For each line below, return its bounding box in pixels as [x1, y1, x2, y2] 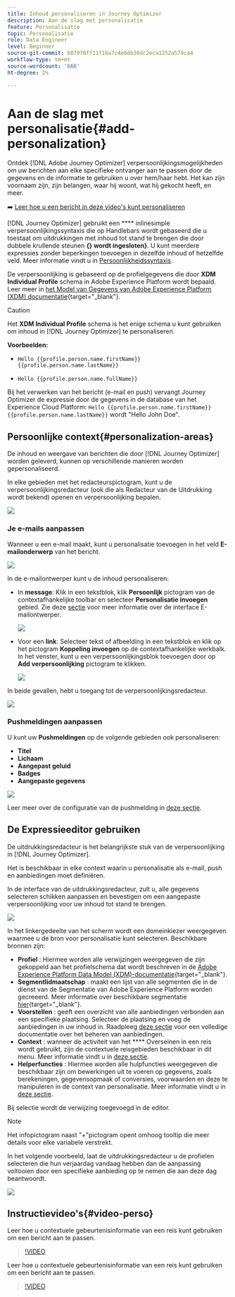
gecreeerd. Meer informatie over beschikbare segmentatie [17, 992, 188, 1001]
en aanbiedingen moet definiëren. [7, 871, 106, 880]
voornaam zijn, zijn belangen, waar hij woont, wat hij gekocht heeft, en [7, 181, 212, 190]
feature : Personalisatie [7, 23, 80, 30]
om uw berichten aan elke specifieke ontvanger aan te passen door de [7, 166, 212, 175]
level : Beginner [7, 43, 55, 50]
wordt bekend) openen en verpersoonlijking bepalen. [7, 493, 162, 502]
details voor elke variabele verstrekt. [7, 1138, 113, 1146]
